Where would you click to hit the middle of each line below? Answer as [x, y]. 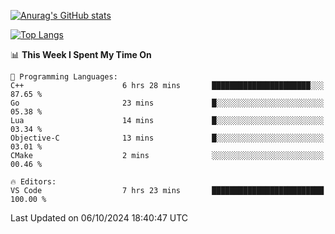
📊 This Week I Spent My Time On [81, 54]
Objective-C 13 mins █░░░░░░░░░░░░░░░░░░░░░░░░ [167, 138]
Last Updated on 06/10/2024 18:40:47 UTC [99, 218]
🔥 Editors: [33, 182]
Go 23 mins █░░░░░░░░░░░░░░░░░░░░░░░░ [167, 103]
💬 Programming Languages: [64, 77]
